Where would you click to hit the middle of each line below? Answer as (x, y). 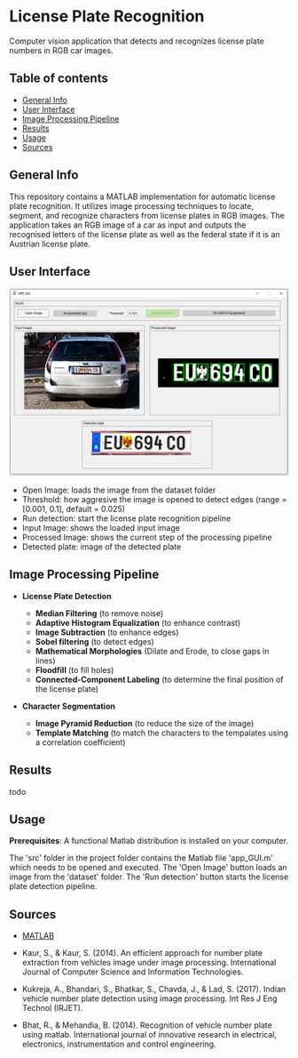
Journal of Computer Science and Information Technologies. (133, 972)
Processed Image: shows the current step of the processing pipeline (147, 537)
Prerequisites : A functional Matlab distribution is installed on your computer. (149, 841)
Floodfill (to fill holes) (74, 669)
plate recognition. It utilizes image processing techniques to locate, (132, 205)
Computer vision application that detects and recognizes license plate (137, 41)
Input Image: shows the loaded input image (101, 528)
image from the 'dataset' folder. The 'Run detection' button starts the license (149, 877)
